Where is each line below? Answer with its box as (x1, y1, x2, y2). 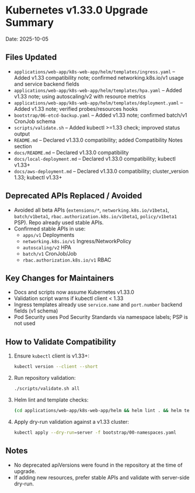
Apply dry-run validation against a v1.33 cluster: (13, 418, 129, 425)
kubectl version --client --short (13, 364, 98, 370)
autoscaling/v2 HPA (22, 244, 71, 251)
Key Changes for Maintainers (5, 273, 114, 283)
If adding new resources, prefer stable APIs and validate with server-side (13, 474, 190, 481)
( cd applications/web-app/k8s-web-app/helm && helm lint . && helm (13, 407, 182, 413)
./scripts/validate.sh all (13, 386, 80, 392)
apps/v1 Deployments (22, 231, 75, 238)
